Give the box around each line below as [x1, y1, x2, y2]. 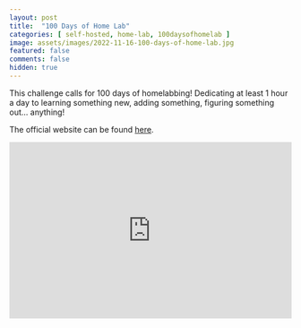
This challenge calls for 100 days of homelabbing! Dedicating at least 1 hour [9, 87, 288, 99]
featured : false [9, 47, 70, 56]
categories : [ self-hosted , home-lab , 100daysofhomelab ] [9, 30, 230, 39]
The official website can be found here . [9, 124, 154, 134]
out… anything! [9, 107, 65, 117]
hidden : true [9, 64, 58, 73]
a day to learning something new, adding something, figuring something [9, 97, 275, 108]
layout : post [9, 13, 58, 22]
